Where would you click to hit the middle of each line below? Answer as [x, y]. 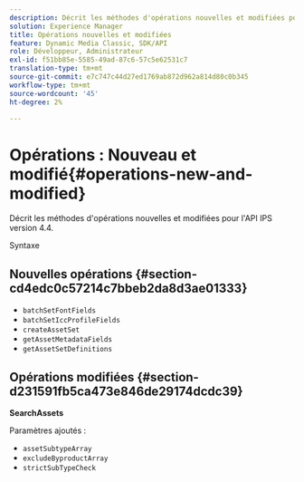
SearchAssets [37, 412]
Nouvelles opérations [71, 274]
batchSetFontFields [59, 311]
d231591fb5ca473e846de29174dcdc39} [126, 391]
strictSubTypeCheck [59, 468]
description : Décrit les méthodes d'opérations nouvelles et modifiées [147, 18]
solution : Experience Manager [66, 26]
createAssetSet [51, 330]
